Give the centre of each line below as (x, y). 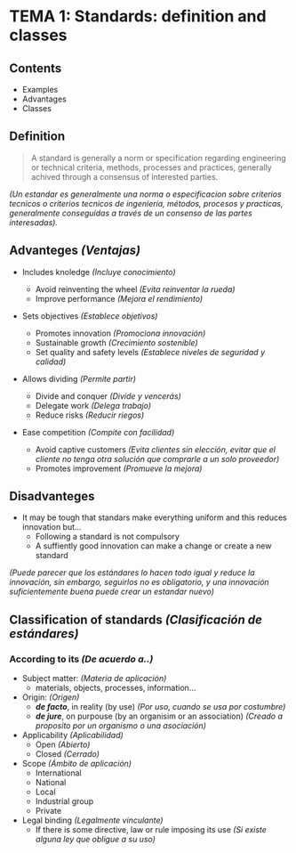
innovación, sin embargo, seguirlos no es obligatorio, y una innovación (139, 582)
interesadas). (33, 222)
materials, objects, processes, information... (116, 688)
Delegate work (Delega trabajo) (93, 405)
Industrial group (64, 801)
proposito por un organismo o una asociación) (121, 726)
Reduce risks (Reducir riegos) (90, 415)
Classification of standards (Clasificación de (136, 619)
